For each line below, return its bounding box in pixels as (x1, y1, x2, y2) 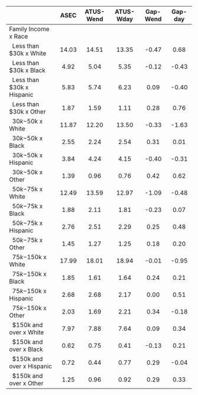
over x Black (9, 345, 43, 353)
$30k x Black (9, 66, 46, 74)
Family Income (9, 25, 49, 33)
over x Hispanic (9, 363, 52, 370)
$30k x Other (9, 107, 46, 116)
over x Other (9, 379, 44, 387)
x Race (9, 32, 28, 40)
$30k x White (9, 50, 47, 57)
